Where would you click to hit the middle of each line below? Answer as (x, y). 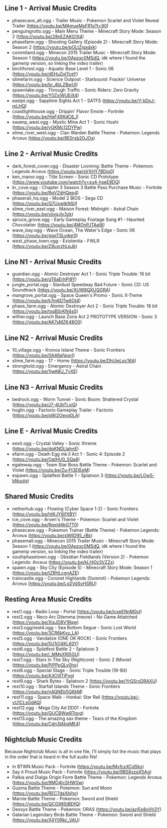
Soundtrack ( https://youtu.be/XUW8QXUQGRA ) (61, 290)
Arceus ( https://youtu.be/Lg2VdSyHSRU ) (54, 584)
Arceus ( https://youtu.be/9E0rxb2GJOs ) (53, 138)
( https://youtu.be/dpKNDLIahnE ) (45, 448)
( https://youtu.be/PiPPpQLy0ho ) (45, 665)
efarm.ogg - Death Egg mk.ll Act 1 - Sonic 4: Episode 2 (68, 454)
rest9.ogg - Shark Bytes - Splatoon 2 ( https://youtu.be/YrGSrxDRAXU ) (85, 681)
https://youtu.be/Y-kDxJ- (130, 101)
